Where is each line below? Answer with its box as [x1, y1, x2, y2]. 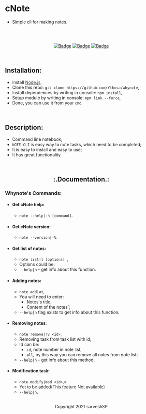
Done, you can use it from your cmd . [12, 100, 83, 106]
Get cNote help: [12, 202, 44, 208]
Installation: [5, 66, 42, 75]
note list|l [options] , [19, 256, 69, 262]
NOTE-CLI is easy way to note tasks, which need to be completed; [12, 141, 142, 147]
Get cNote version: [12, 224, 51, 230]
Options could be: [19, 262, 55, 267]
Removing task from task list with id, [19, 336, 92, 342]
